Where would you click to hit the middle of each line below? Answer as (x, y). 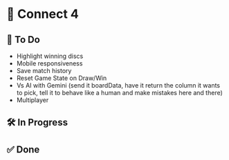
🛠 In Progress (37, 122)
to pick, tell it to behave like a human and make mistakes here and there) (119, 93)
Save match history (44, 71)
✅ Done (23, 149)
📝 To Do (24, 40)
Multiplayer (33, 100)
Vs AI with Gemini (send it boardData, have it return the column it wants (118, 85)
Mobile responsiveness (49, 63)
